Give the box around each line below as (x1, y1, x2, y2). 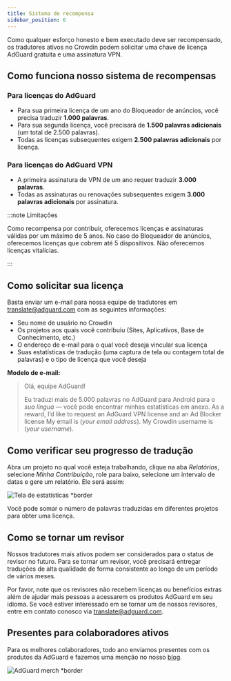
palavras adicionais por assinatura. (17, 198, 119, 206)
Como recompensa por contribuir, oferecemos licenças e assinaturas (7, 225, 203, 233)
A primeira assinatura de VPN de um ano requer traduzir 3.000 (17, 176, 197, 184)
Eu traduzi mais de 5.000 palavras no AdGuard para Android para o (23, 396, 216, 404)
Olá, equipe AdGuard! (23, 382, 86, 390)
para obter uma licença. (7, 511, 75, 520)
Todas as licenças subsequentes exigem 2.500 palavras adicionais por (17, 136, 222, 144)
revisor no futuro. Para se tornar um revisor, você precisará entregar (7, 557, 201, 565)
